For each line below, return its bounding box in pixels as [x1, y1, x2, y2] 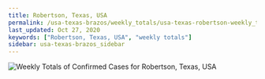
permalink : [8, 19, 44, 27]
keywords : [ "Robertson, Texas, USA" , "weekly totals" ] [8, 33, 192, 41]
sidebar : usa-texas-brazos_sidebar [8, 41, 125, 48]
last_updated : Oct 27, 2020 [8, 26, 101, 34]
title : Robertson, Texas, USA [8, 11, 108, 20]
